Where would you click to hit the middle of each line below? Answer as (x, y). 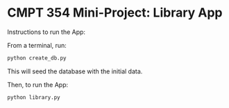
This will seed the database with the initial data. (75, 71)
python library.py (34, 97)
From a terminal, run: (37, 45)
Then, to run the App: (38, 84)
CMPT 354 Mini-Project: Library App (115, 13)
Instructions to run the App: (46, 32)
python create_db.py (37, 58)
